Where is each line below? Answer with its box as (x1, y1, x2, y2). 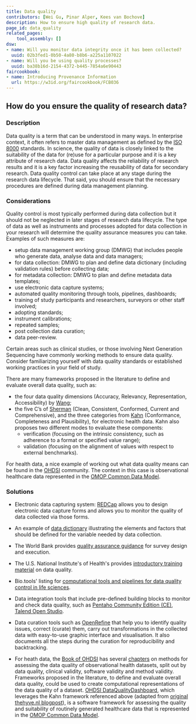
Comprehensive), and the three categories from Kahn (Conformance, (14, 412, 181, 419)
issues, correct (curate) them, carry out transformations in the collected (14, 625, 188, 632)
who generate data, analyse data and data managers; (14, 252, 143, 260)
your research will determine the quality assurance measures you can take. (6, 228, 187, 235)
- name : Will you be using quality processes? (6, 58, 122, 63)
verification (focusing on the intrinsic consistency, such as (23, 430, 164, 437)
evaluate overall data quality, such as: (6, 381, 97, 388)
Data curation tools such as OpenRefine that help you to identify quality (14, 619, 187, 626)
